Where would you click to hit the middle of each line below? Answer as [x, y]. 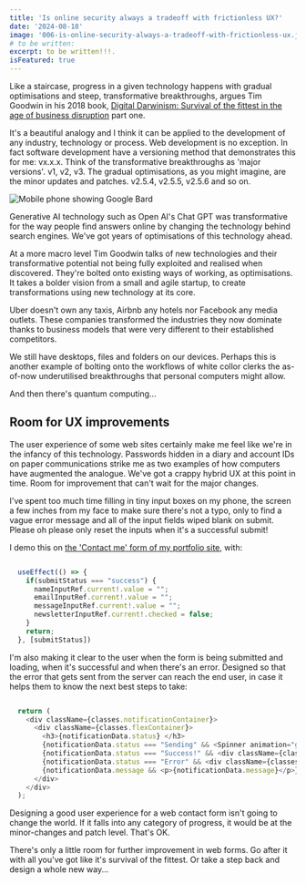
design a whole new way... [59, 869]
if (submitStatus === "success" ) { [91, 581]
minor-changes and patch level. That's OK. [90, 833]
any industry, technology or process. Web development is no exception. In [149, 143]
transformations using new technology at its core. [102, 292]
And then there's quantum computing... [83, 394]
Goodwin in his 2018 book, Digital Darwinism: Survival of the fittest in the [146, 105]
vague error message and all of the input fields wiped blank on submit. [142, 519]
